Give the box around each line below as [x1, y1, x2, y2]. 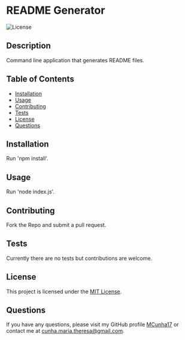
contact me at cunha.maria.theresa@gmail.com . [6, 327, 125, 335]
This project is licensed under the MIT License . [6, 288, 122, 295]
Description [6, 41, 51, 51]
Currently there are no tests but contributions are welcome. [6, 254, 153, 262]
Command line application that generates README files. [6, 56, 145, 63]
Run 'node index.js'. [6, 188, 55, 195]
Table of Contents [6, 74, 75, 84]
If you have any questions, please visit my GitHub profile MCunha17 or [6, 321, 179, 328]
